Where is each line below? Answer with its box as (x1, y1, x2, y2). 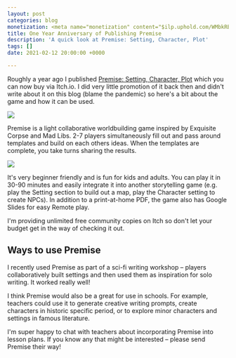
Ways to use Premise (7, 244, 101, 256)
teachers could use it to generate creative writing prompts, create (7, 299, 197, 307)
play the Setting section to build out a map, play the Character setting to (7, 187, 216, 197)
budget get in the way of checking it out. (7, 224, 125, 232)
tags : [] (7, 43, 33, 50)
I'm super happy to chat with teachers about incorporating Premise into (7, 327, 214, 336)
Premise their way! (7, 342, 61, 351)
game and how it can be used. (7, 97, 95, 105)
